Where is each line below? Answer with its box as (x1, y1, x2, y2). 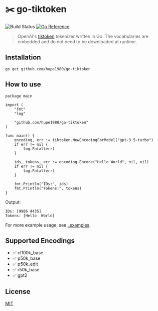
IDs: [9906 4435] (5, 209, 42, 214)
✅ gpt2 (12, 272, 28, 278)
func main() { (5, 133, 35, 138)
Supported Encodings (5, 236, 75, 245)
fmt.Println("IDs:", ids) (14, 181, 69, 186)
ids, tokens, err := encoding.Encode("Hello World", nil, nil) (14, 159, 149, 164)
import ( (5, 102, 24, 108)
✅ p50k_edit (12, 261, 39, 267)
